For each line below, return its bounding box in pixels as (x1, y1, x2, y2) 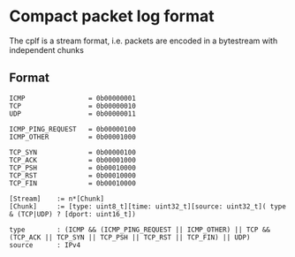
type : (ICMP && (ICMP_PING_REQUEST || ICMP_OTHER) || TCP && (9, 225, 271, 234)
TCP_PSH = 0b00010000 (9, 163, 137, 172)
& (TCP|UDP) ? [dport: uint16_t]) (9, 209, 137, 218)
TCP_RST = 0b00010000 (9, 170, 137, 180)
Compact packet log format (9, 6, 215, 26)
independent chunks (9, 44, 84, 55)
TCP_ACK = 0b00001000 (9, 155, 137, 164)
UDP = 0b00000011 (9, 109, 137, 118)
